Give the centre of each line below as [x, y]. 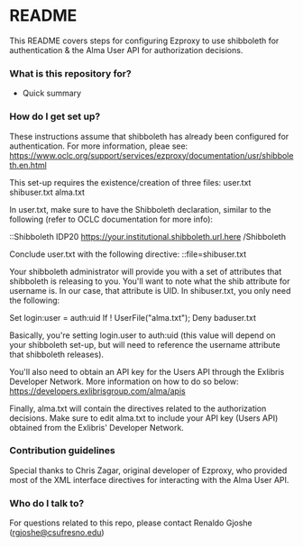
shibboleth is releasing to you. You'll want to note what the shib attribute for [150, 281]
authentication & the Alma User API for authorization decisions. [126, 50]
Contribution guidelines [62, 451]
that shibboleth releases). [57, 354]
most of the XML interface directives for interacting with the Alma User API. [149, 479]
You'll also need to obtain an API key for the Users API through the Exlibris [147, 371]
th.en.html [28, 165]
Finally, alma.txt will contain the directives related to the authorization [138, 408]
